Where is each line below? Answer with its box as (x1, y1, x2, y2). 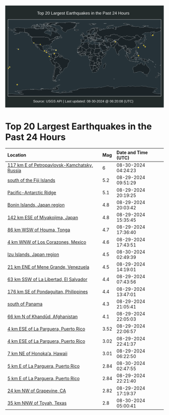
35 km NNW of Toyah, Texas (7, 400, 67, 406)
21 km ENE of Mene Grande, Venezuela (7, 264, 90, 270)
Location (7, 152, 27, 158)
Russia (7, 168, 22, 174)
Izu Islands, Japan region (7, 251, 59, 257)
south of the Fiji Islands (7, 177, 55, 183)
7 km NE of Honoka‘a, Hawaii (7, 350, 68, 356)
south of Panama (7, 301, 43, 307)
